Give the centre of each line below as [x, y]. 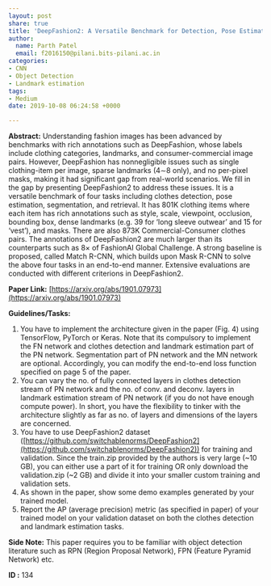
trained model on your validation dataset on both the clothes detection [137, 518]
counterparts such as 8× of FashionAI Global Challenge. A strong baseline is [135, 248]
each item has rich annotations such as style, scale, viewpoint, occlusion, [130, 213]
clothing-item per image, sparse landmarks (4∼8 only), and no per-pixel [128, 171]
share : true [28, 23]
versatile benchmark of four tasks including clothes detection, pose [121, 196]
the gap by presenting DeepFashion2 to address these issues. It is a [121, 188]
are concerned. [46, 424]
